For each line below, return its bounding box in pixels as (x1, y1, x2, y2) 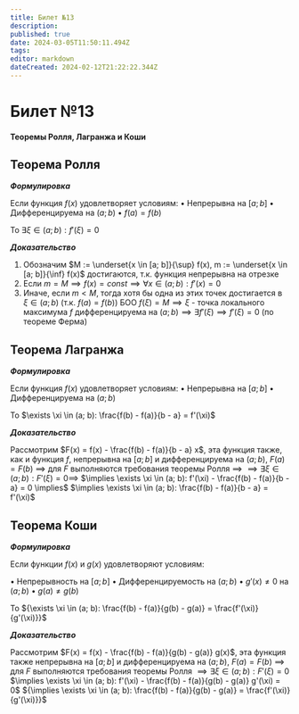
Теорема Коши (10, 518, 98, 533)
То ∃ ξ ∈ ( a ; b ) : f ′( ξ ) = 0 (10, 225, 100, 236)
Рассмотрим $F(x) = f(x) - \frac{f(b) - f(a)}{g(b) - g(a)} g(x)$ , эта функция (10, 647, 287, 658)
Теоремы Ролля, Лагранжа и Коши (10, 131, 146, 142)
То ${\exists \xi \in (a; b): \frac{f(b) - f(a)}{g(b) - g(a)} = (10, 603, 213, 614)
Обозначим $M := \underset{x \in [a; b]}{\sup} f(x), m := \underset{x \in (22, 260, 288, 270)
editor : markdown (10, 54, 75, 63)
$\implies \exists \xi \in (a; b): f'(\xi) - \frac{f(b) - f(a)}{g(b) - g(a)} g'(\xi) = (10, 676, 281, 686)
